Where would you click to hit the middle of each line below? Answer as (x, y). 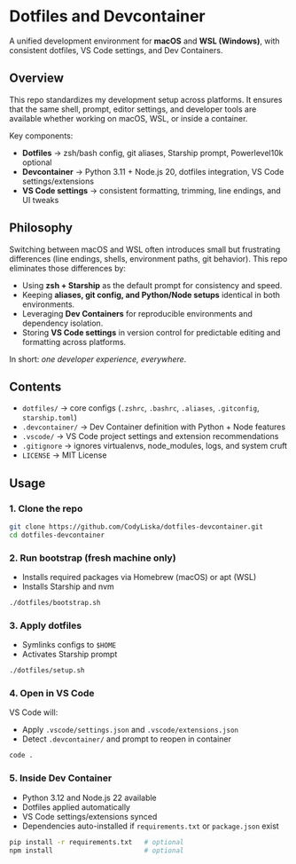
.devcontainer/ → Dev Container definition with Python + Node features (154, 427)
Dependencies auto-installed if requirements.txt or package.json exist (150, 826)
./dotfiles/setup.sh (47, 671)
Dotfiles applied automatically (76, 807)
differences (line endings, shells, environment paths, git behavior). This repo (148, 258)
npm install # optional (97, 850)
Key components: (41, 136)
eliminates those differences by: (68, 268)
